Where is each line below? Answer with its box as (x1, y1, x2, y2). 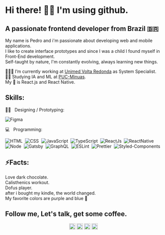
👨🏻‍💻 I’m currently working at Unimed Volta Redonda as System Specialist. (5, 68, 157, 74)
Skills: (5, 93, 25, 102)
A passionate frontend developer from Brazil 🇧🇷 (5, 24, 159, 33)
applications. (5, 43, 31, 49)
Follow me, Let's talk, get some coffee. (5, 210, 127, 219)
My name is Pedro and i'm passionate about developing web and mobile (5, 37, 153, 43)
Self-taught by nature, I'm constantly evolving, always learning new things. (5, 59, 158, 64)
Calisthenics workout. (5, 179, 50, 185)
